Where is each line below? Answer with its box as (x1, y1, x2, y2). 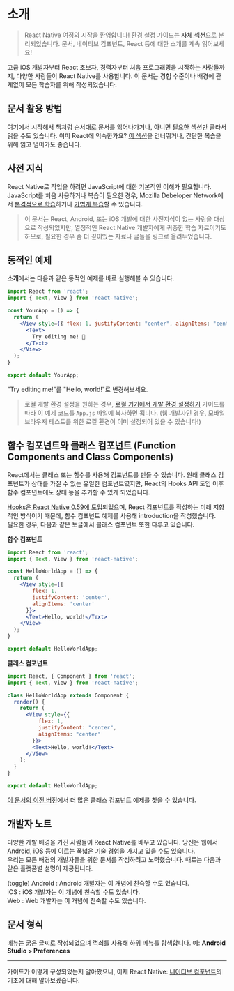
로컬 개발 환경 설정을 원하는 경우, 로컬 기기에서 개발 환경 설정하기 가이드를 (24, 400, 225, 408)
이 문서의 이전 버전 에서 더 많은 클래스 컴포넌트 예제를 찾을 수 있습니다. (7, 796, 196, 804)
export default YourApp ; (7, 372, 79, 379)
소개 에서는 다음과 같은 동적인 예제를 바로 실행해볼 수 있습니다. (7, 274, 175, 282)
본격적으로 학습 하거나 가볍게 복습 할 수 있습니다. (14, 199, 143, 208)
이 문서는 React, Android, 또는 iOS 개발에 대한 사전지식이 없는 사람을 (24, 214, 212, 223)
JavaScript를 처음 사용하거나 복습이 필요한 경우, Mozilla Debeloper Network (7, 191, 218, 199)
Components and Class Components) (7, 451, 174, 463)
